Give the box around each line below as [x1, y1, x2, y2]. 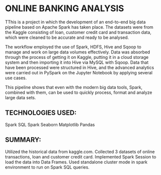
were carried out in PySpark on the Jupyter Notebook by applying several [5, 70, 153, 75]
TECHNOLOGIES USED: [5, 109, 77, 117]
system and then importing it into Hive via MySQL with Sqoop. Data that [5, 59, 149, 65]
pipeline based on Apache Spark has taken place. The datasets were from [5, 24, 154, 30]
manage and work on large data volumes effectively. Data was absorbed [5, 49, 150, 55]
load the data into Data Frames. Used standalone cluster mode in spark [5, 159, 147, 165]
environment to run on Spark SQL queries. [5, 164, 90, 170]
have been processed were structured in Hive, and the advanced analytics [5, 64, 154, 70]
